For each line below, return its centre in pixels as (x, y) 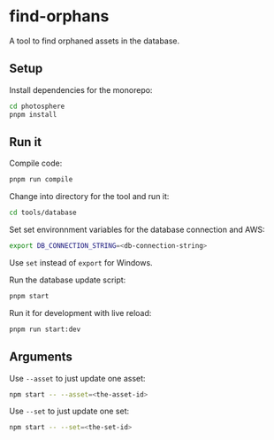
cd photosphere (37, 106)
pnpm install (33, 114)
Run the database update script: (68, 280)
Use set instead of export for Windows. (81, 262)
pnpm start (29, 296)
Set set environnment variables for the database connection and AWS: (137, 230)
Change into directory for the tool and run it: (89, 197)
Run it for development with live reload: (80, 313)
